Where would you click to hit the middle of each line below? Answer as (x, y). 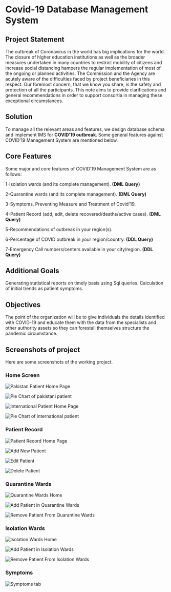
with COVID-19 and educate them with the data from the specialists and (81, 322)
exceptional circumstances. (34, 101)
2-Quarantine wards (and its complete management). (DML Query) (76, 194)
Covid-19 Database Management (77, 9)
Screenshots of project (43, 349)
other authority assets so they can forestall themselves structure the (77, 328)
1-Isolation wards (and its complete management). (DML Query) (73, 184)
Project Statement (35, 39)
